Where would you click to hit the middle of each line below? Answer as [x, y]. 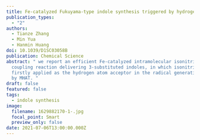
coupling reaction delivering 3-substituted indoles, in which [91, 67]
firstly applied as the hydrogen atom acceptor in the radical [91, 73]
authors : [17, 28]
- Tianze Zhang [30, 34]
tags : [13, 95]
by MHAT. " [25, 78]
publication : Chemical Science [45, 56]
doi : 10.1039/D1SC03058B [37, 51]
